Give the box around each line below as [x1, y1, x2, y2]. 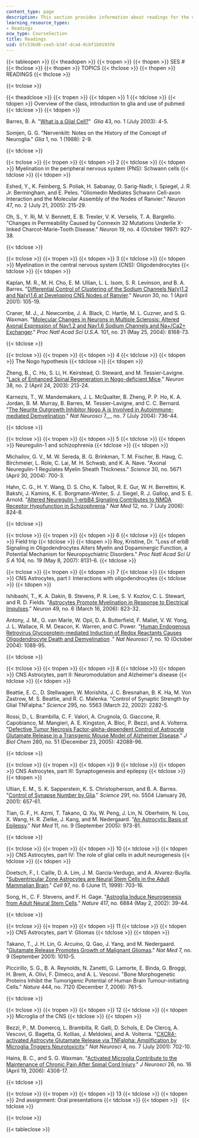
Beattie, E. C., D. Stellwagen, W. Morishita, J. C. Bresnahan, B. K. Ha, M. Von [6, 689, 191, 696]
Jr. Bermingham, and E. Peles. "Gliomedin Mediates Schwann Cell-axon [6, 189, 181, 196]
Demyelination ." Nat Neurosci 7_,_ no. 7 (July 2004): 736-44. [30, 412, 179, 419]
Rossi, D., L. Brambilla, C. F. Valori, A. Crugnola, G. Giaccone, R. [6, 713, 161, 720]
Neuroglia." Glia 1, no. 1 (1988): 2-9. [6, 135, 92, 142]
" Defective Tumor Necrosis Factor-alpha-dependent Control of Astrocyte [6, 725, 185, 733]
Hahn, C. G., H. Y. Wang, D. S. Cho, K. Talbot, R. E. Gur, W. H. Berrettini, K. [6, 483, 186, 490]
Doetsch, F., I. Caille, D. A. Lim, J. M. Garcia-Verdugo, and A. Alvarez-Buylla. [6, 869, 191, 876]
